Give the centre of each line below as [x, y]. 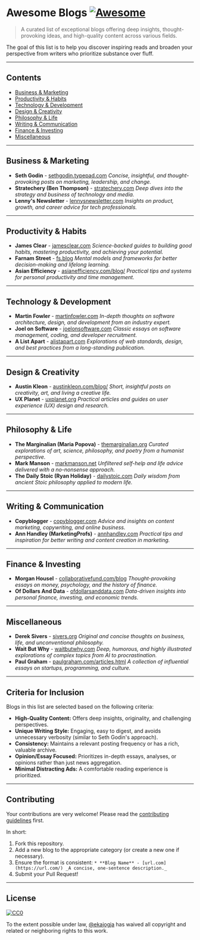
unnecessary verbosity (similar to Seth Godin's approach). [86, 737]
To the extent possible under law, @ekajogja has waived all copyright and [96, 924]
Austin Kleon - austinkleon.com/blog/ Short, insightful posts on [93, 386]
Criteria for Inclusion [45, 692]
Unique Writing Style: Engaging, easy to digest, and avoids [88, 731]
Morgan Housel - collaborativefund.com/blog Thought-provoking [95, 579]
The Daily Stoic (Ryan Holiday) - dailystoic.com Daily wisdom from [97, 476]
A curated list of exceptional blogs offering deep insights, [91, 29]
